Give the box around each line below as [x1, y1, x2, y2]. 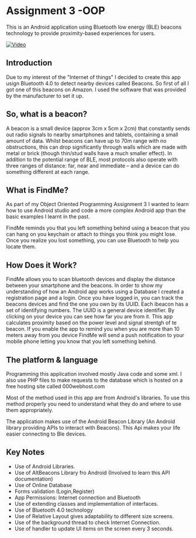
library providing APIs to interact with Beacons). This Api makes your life [6, 424, 180, 431]
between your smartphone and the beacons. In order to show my [6, 282, 163, 289]
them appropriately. [6, 407, 54, 413]
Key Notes [6, 447, 45, 457]
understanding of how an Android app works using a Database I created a [6, 288, 184, 295]
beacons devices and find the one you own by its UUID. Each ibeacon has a [6, 300, 188, 308]
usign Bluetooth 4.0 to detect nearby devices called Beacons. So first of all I [6, 80, 189, 87]
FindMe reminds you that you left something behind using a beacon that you [6, 224, 190, 232]
